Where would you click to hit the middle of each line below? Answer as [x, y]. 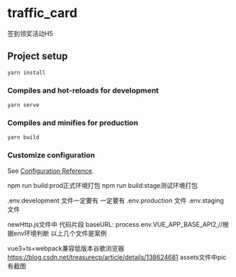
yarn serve [23, 105]
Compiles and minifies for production [73, 123]
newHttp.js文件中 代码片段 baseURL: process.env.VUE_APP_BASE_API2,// [115, 224]
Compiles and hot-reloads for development [83, 90]
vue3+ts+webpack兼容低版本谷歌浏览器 [66, 248]
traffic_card [43, 13]
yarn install [27, 72]
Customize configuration [51, 155]
